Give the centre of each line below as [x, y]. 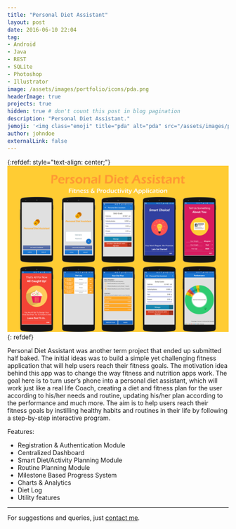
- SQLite [20, 67]
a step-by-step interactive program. [59, 418]
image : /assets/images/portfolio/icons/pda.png [78, 89]
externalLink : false [38, 141]
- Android [22, 45]
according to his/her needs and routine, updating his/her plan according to [115, 395]
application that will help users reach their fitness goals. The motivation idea [118, 365]
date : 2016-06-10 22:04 [42, 30]
